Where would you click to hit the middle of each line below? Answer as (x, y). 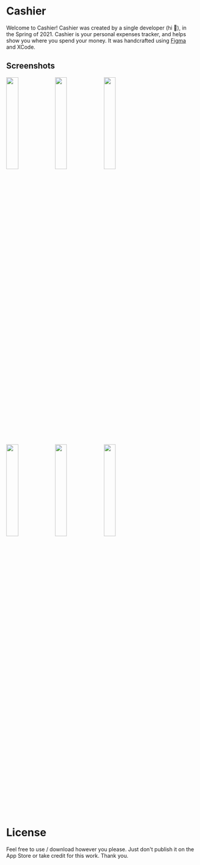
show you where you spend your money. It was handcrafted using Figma (96, 40)
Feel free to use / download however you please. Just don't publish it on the (100, 849)
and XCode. (21, 47)
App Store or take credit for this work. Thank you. (68, 855)
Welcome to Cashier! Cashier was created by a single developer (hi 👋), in (96, 28)
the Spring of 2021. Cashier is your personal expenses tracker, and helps (96, 34)
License (26, 832)
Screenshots (31, 66)
